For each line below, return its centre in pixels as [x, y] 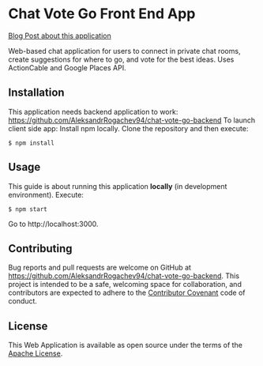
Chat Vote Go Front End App [102, 14]
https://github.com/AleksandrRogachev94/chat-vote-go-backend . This [124, 276]
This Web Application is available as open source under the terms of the [126, 345]
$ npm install [32, 143]
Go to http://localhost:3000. [53, 224]
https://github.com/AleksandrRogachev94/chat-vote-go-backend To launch [132, 120]
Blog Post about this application [60, 36]
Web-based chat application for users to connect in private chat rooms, [124, 51]
